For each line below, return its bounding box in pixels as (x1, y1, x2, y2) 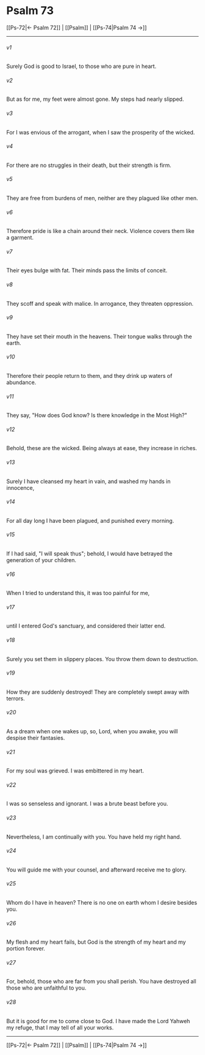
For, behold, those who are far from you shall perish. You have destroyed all (6, 978, 196, 985)
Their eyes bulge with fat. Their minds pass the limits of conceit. (6, 267, 168, 274)
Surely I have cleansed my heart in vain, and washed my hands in (6, 478, 171, 485)
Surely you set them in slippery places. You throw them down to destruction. (6, 655, 198, 662)
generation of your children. (6, 556, 77, 563)
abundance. (6, 379, 37, 386)
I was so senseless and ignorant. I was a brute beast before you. (6, 800, 168, 807)
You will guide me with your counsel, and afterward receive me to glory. (6, 866, 187, 873)
